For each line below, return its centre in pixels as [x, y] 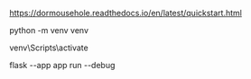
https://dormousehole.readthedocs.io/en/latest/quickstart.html [125, 13]
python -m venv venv [49, 30]
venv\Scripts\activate [49, 48]
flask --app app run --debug [62, 65]
